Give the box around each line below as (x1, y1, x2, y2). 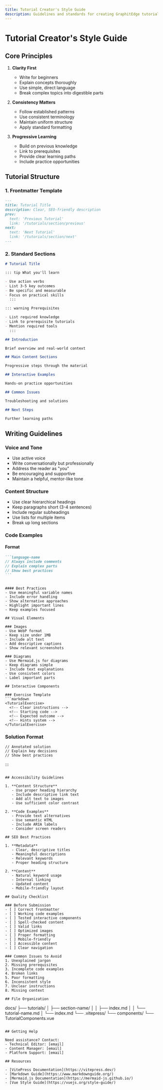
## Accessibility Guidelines (5, 775, 64, 780)
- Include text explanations (5, 667, 64, 672)
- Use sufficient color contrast (11, 801, 79, 806)
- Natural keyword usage (11, 873, 62, 878)
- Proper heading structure (11, 860, 68, 865)
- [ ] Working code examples (5, 911, 64, 916)
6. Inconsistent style (5, 980, 51, 984)
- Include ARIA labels (11, 822, 57, 827)
